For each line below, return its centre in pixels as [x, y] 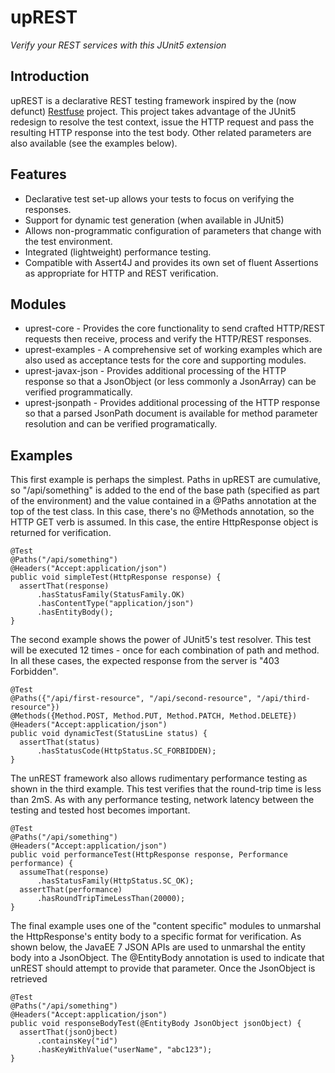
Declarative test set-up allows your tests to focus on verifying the [159, 198]
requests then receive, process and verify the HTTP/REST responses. [168, 339]
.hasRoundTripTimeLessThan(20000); [111, 899]
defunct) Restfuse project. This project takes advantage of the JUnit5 [153, 111]
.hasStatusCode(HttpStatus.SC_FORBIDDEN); [126, 751]
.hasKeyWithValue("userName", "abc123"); [124, 1050]
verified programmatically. [78, 392]
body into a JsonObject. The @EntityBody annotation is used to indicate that [167, 958]
